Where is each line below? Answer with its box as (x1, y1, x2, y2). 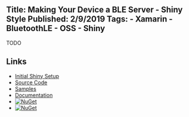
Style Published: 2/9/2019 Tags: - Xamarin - (6, 14, 173, 24)
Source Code (14, 79, 48, 86)
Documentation (14, 91, 53, 98)
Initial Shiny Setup (14, 72, 60, 79)
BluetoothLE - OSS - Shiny (6, 23, 106, 33)
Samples (14, 85, 37, 92)
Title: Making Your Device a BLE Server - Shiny (6, 5, 183, 15)
